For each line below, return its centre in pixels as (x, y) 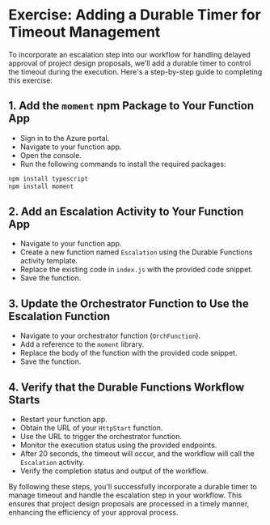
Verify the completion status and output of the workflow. (114, 471)
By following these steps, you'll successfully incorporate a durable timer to (133, 486)
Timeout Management (84, 32)
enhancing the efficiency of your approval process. (93, 512)
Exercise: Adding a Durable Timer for (135, 15)
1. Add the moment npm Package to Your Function (131, 106)
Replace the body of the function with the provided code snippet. (129, 353)
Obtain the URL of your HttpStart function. (91, 428)
